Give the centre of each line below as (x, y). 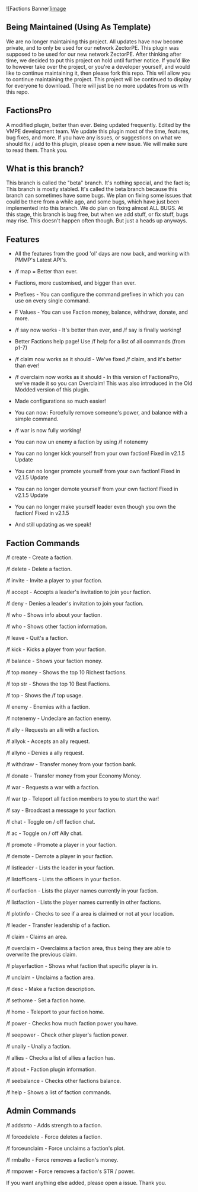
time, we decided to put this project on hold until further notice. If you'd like (98, 60)
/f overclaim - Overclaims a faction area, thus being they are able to (88, 948)
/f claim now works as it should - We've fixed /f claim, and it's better (98, 359)
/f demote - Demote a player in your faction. (60, 856)
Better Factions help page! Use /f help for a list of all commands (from (100, 342)
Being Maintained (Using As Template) (79, 27)
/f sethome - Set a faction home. (46, 1000)
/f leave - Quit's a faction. (37, 638)
